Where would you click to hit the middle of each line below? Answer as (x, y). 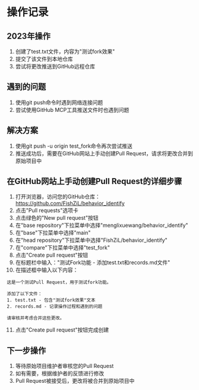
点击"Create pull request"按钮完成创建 (62, 330)
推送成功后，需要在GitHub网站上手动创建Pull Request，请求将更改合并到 (104, 153)
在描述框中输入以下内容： (47, 270)
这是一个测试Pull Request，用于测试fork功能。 (59, 283)
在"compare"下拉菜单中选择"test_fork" (63, 248)
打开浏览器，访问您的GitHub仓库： (58, 196)
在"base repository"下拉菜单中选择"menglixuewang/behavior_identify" (102, 225)
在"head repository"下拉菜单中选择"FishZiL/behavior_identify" (91, 240)
